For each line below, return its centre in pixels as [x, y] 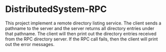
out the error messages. [30, 44]
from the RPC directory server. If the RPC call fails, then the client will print [82, 39]
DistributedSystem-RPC [56, 9]
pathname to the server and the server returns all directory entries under [80, 28]
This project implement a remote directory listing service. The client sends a [83, 23]
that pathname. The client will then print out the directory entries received [81, 33]
